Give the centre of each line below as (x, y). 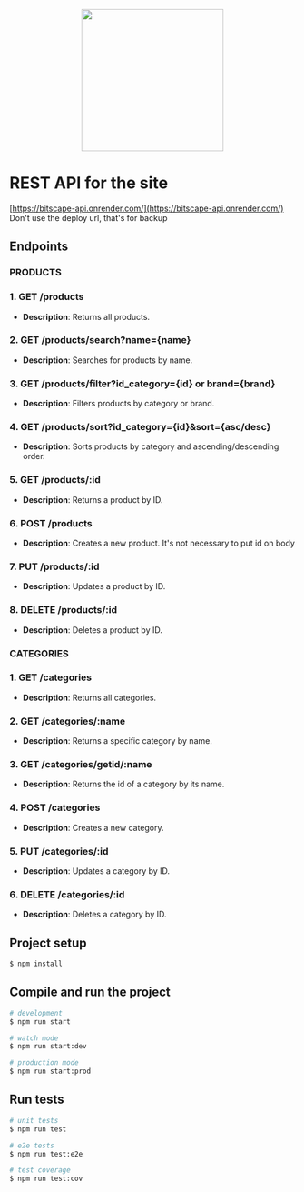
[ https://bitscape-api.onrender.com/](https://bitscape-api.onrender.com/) (147, 208)
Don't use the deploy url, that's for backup (88, 217)
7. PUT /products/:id (54, 566)
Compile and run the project (90, 992)
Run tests (37, 1100)
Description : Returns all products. (86, 316)
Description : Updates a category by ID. (96, 871)
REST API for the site (89, 183)
